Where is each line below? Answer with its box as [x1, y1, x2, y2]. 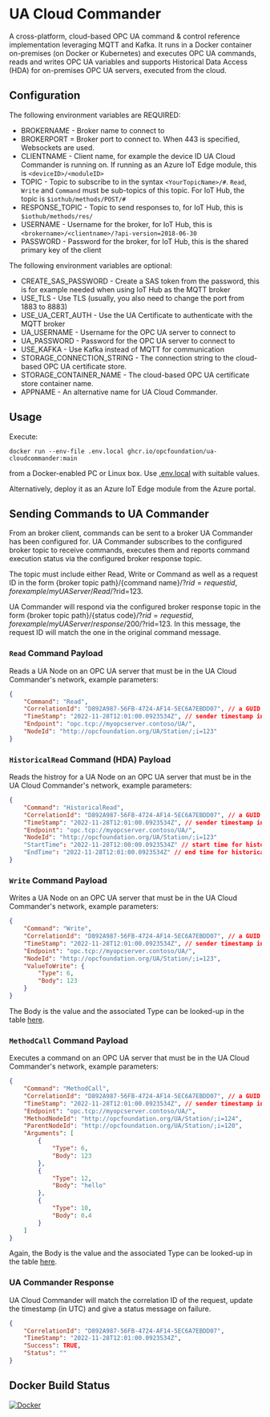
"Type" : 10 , [51, 1204, 92, 1212]
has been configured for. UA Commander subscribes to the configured [9, 537, 243, 547]
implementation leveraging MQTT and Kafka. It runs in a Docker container [9, 39, 252, 49]
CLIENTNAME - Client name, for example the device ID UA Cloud [20, 151, 236, 161]
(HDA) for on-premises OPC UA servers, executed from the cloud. [9, 65, 227, 75]
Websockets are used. [20, 142, 95, 153]
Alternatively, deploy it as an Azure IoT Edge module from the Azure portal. [9, 483, 256, 494]
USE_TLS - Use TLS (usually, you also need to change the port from [20, 293, 245, 303]
